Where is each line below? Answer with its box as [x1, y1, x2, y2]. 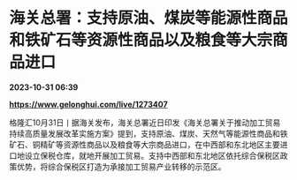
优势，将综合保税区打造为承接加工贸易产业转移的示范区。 [16, 161, 226, 172]
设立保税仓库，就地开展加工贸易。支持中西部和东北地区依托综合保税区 [24, 150, 280, 161]
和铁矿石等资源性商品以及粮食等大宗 [9, 30, 273, 50]
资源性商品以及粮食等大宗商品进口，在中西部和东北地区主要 [63, 139, 280, 150]
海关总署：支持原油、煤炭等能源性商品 [9, 8, 289, 28]
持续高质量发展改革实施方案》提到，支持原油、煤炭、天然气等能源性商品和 [9, 128, 280, 139]
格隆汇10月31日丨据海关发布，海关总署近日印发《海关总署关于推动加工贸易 [9, 116, 281, 128]
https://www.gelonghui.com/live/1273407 [9, 99, 168, 109]
